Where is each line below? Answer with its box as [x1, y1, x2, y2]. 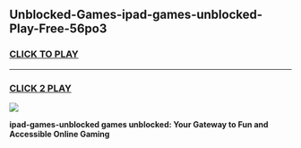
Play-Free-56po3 [9, 22, 107, 37]
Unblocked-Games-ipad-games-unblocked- [9, 7, 262, 22]
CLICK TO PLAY [9, 48, 79, 61]
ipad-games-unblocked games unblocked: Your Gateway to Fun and [9, 118, 269, 129]
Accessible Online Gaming [9, 128, 110, 139]
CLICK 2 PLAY [9, 82, 72, 94]
